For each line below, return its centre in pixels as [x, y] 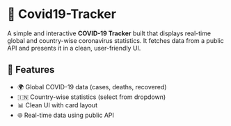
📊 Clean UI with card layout [57, 105]
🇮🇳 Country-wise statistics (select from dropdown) [91, 97]
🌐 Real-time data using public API [66, 115]
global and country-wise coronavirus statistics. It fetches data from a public [115, 40]
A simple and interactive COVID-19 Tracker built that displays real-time [109, 33]
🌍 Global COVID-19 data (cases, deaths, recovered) [92, 87]
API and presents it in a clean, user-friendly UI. [74, 48]
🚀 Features [31, 70]
